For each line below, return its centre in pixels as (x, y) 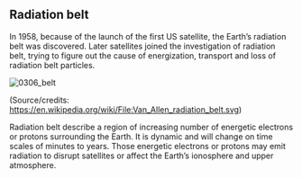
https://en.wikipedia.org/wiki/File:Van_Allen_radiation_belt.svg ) (126, 109)
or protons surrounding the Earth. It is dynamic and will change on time (141, 136)
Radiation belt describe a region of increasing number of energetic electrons (151, 127)
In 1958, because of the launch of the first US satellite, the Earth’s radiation (148, 36)
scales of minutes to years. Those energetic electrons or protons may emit (148, 146)
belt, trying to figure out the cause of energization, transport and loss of (143, 55)
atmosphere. (33, 165)
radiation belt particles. (52, 65)
